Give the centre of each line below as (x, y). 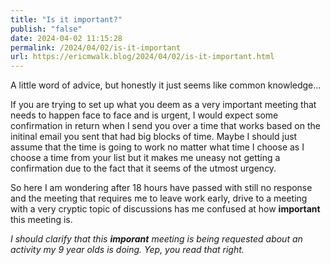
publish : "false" (46, 29)
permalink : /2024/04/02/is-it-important (96, 47)
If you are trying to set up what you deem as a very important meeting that (163, 105)
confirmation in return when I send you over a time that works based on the (165, 126)
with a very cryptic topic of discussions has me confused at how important (165, 209)
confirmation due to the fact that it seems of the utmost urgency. (143, 168)
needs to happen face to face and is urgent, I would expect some (144, 115)
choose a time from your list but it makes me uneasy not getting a (145, 158)
